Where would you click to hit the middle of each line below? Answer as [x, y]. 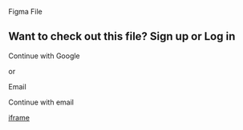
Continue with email [41, 102]
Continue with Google [44, 56]
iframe [19, 117]
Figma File [25, 12]
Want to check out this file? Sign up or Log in [122, 36]
